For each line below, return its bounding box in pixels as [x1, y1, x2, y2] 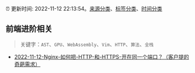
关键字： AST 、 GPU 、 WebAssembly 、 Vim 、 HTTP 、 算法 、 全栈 [20, 41, 154, 48]
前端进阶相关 [5, 24, 53, 34]
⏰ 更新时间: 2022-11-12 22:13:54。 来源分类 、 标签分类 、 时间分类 [5, 5, 162, 12]
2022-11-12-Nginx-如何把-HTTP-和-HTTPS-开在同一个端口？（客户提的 [14, 53, 189, 60]
